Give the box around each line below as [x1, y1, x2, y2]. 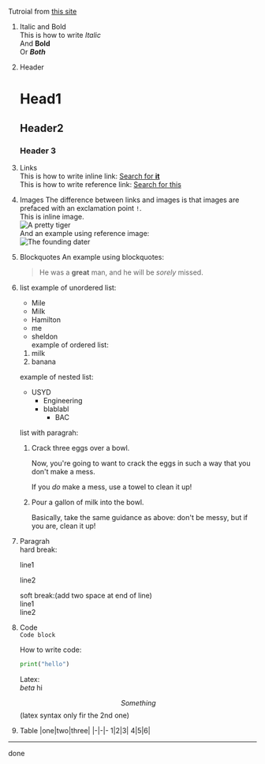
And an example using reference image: [19, 228, 150, 238]
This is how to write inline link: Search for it [19, 171, 160, 181]
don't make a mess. [31, 466, 96, 476]
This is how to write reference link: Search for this [19, 179, 181, 189]
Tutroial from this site [8, 7, 77, 16]
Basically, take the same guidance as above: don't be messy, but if [31, 512, 248, 522]
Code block [19, 631, 56, 639]
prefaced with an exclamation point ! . [19, 203, 142, 212]
